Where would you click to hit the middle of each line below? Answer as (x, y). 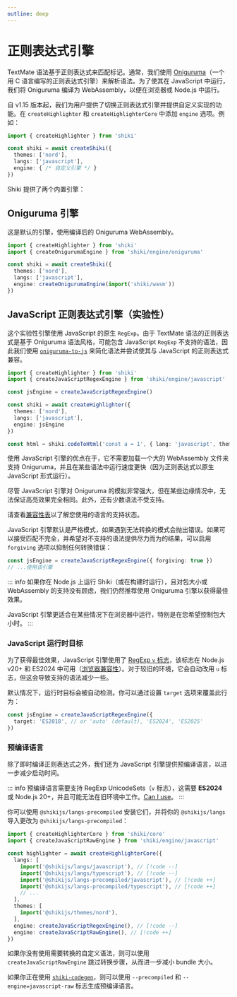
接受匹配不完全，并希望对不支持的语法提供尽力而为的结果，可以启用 (112, 538)
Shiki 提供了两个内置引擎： (46, 189)
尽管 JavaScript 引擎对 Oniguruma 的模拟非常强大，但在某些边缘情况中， (114, 491)
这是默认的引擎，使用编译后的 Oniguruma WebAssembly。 (92, 232)
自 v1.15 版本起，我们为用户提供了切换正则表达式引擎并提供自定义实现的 (112, 105)
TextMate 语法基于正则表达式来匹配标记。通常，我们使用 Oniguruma (107, 72)
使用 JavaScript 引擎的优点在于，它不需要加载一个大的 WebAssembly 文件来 (118, 458)
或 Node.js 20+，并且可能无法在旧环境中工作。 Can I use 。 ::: (96, 797)
